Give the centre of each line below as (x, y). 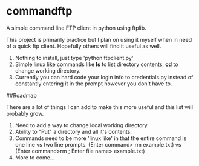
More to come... (35, 157)
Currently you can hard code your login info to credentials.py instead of (104, 77)
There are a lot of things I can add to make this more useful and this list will (100, 107)
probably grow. (25, 113)
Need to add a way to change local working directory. (82, 125)
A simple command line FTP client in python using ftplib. (76, 28)
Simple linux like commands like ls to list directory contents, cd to (96, 64)
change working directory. (48, 70)
